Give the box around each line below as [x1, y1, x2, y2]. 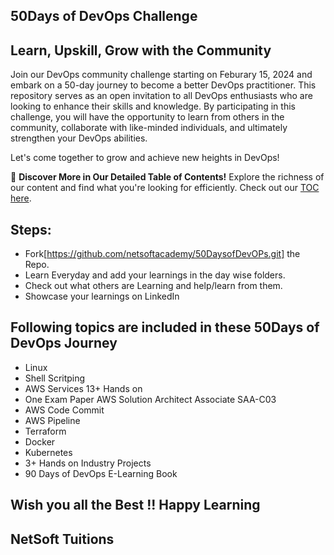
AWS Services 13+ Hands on [24, 382, 143, 394]
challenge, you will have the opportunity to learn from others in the [10, 111, 285, 123]
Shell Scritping [24, 372, 86, 384]
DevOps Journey [10, 335, 118, 352]
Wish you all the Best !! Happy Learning [10, 497, 261, 514]
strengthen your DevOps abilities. [10, 132, 148, 144]
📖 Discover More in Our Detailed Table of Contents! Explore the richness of [10, 171, 325, 183]
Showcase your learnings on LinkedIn [24, 290, 180, 303]
